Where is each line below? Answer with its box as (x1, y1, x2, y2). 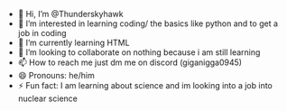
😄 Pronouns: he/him (17, 70, 95, 80)
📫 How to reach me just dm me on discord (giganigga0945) (17, 57, 242, 68)
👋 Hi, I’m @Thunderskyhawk (17, 9, 124, 19)
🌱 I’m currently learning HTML (17, 37, 130, 48)
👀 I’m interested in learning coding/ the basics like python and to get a (17, 18, 278, 29)
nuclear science (17, 93, 79, 104)
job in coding (17, 28, 67, 38)
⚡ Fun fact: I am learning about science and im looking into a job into (17, 80, 273, 90)
